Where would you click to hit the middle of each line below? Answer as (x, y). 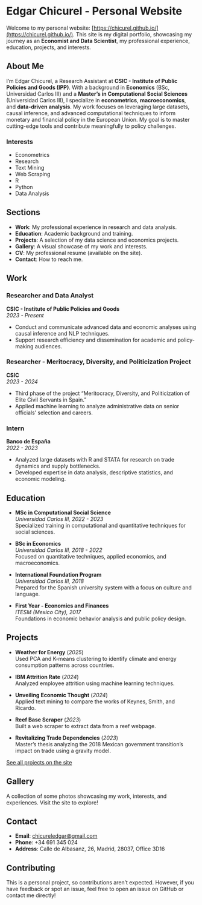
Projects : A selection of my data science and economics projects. (97, 240)
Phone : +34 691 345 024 (46, 843)
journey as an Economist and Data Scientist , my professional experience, (98, 41)
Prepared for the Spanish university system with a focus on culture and (103, 587)
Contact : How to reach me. (49, 259)
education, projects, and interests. (49, 47)
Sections (23, 212)
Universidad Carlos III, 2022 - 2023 (59, 519)
